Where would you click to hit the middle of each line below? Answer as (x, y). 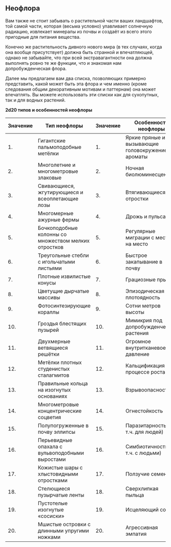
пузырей (49, 330)
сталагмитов (54, 375)
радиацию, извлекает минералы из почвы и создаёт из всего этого (79, 31)
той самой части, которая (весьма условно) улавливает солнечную (79, 26)
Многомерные (56, 213)
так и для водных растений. (36, 100)
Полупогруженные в (63, 425)
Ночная (135, 168)
